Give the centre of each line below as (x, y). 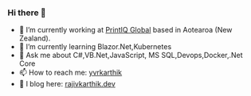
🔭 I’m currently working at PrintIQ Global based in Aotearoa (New (125, 30)
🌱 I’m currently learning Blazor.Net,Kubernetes (95, 47)
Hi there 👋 (27, 13)
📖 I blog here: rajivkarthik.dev (67, 84)
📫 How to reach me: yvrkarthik (71, 73)
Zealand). (35, 38)
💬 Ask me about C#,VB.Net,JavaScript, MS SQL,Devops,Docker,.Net (131, 56)
